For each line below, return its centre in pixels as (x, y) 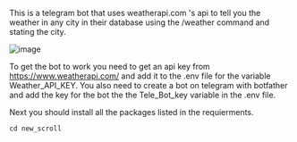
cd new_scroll (36, 129)
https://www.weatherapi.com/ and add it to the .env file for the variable (140, 76)
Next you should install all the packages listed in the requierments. (132, 112)
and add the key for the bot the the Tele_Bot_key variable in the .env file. (143, 95)
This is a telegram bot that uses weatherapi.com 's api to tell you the (135, 13)
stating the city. (38, 32)
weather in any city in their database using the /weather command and (140, 22)
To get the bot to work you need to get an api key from (110, 67)
